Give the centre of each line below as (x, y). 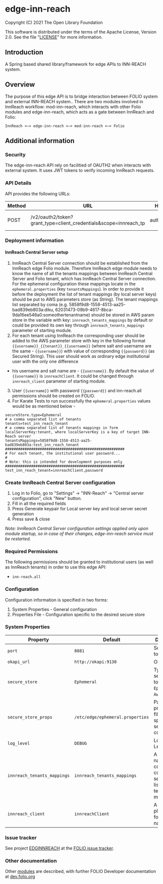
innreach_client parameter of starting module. (59, 381)
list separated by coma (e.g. (40, 304)
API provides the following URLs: (38, 194)
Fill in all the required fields (39, 503)
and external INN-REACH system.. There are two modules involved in (74, 101)
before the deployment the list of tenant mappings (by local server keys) (84, 294)
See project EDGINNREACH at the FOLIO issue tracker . (60, 848)
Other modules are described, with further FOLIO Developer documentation (81, 871)
